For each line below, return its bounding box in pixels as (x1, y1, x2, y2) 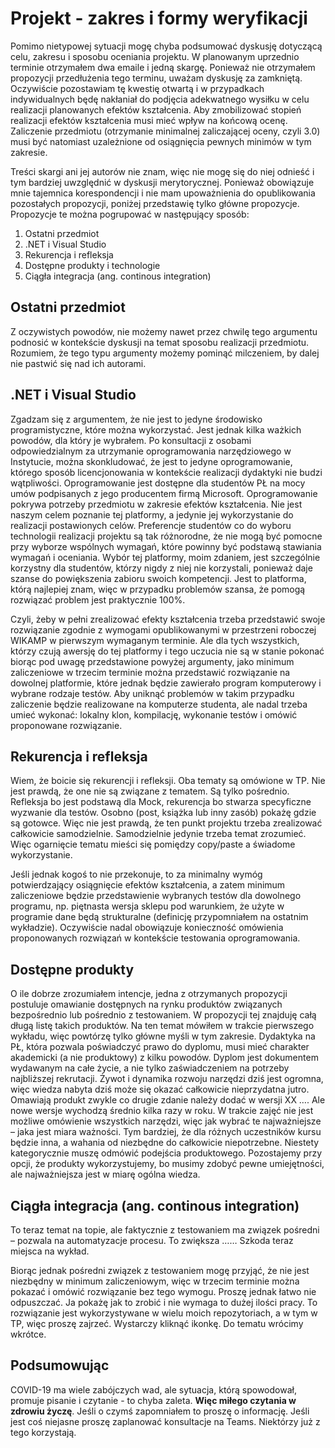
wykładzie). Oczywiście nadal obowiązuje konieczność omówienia (10, 922, 284, 934)
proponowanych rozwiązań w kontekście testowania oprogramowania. (10, 932, 301, 944)
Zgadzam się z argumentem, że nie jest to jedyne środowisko (10, 413, 263, 425)
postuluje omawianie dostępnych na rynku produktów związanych (10, 998, 283, 1011)
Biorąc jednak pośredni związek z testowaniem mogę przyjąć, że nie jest (10, 1265, 310, 1276)
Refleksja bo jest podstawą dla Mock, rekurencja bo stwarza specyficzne (10, 796, 312, 808)
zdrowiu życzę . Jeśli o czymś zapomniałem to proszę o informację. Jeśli (10, 1405, 310, 1417)
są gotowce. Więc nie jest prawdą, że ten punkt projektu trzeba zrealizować (10, 817, 323, 829)
